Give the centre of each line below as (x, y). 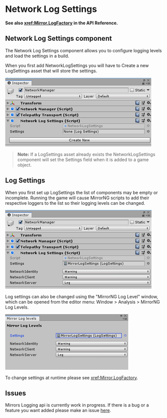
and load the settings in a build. (37, 56)
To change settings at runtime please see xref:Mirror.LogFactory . (72, 377)
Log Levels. (17, 307)
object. (24, 165)
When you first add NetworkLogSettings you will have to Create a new (77, 65)
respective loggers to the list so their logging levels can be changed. (75, 203)
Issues (16, 393)
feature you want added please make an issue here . (58, 411)
